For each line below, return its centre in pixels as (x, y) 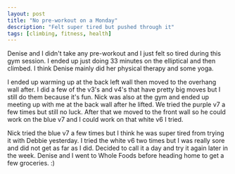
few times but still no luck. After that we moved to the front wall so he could (117, 112)
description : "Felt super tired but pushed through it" (91, 27)
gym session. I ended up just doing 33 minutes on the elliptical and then (112, 61)
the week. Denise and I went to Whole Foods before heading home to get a (116, 156)
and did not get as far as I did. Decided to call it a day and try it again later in (118, 148)
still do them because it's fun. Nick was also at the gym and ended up (108, 97)
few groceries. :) (31, 163)
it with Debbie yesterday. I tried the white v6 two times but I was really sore (116, 141)
